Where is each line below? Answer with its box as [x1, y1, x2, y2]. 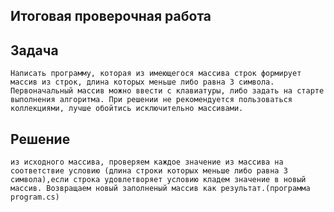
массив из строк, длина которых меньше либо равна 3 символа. [10, 77, 275, 88]
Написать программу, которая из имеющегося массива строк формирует [10, 69, 302, 79]
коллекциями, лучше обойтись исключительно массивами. [10, 104, 244, 114]
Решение [10, 130, 71, 148]
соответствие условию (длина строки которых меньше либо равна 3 [10, 166, 288, 176]
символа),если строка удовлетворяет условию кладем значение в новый [10, 175, 307, 185]
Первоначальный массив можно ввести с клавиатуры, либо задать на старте [10, 86, 325, 96]
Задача [10, 42, 59, 59]
